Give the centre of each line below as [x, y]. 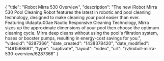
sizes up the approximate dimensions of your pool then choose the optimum [82, 28]
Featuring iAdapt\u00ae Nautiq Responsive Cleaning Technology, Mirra [77, 22]
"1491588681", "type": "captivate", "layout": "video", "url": [63, 49]
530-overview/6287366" [30, 54]
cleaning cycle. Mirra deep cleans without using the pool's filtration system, [82, 33]
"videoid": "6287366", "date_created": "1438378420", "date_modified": [77, 43]
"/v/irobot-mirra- [139, 49]
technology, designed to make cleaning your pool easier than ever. [72, 17]
